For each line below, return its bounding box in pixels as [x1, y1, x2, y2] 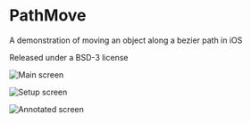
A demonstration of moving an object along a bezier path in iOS [9, 35, 243, 45]
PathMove [9, 5, 87, 26]
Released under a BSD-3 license [9, 52, 129, 62]
